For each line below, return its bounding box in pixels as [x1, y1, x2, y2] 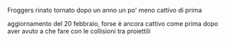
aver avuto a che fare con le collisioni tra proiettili [7, 27, 151, 35]
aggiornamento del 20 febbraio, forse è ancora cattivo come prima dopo [7, 20, 219, 27]
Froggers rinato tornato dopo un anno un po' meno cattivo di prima [7, 6, 202, 14]
